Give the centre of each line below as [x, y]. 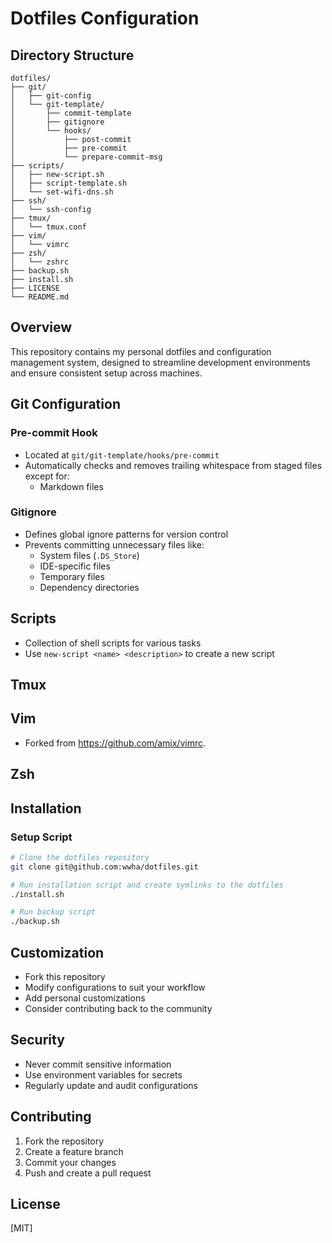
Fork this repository [65, 976]
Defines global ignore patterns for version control [126, 534]
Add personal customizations [85, 998]
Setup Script [41, 837]
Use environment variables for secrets [103, 1074]
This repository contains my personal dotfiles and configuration [141, 351]
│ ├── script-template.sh [69, 183]
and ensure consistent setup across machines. [106, 373]
